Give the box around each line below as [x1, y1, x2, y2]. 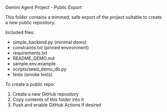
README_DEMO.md [12, 55, 55, 61]
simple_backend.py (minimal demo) [12, 39, 87, 45]
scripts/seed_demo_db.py [12, 66, 67, 72]
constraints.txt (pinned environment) [12, 45, 89, 50]
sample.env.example [12, 61, 56, 66]
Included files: [5, 29, 35, 35]
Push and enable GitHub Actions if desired [12, 102, 101, 108]
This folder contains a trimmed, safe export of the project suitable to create [5, 14, 162, 20]
